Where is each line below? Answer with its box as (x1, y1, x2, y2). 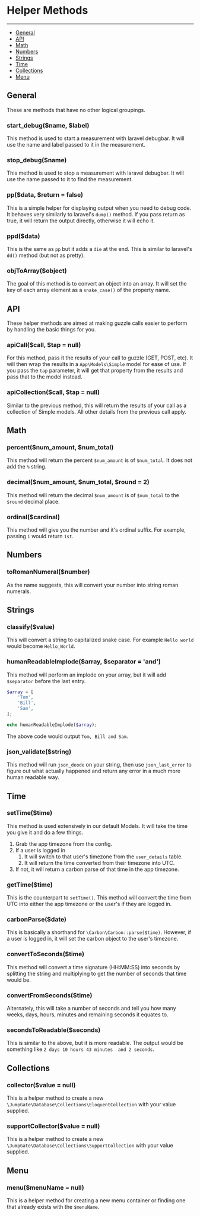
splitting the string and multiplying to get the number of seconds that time (7, 970, 187, 977)
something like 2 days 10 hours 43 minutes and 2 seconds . (7, 1046, 155, 1053)
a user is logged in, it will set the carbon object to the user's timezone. (7, 935, 179, 942)
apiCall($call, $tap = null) (7, 340, 81, 349)
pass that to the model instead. (7, 373, 82, 380)
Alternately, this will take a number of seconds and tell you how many (7, 1005, 177, 1012)
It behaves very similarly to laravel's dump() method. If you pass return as (7, 210, 185, 218)
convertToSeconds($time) (7, 950, 85, 958)
